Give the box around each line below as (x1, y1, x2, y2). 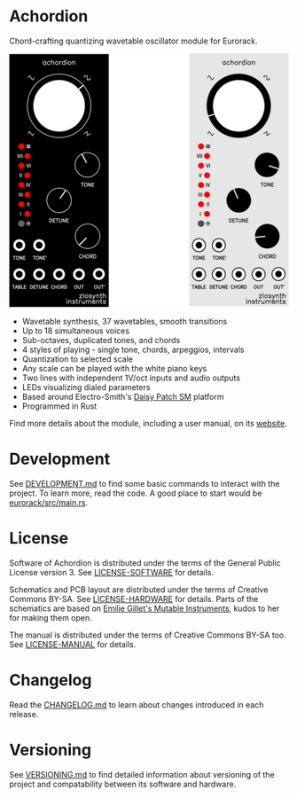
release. (9, 708, 39, 719)
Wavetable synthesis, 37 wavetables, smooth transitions (21, 317, 228, 327)
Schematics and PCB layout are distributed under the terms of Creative (9, 584, 269, 595)
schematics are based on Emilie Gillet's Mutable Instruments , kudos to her (9, 603, 280, 614)
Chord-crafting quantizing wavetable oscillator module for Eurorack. (9, 35, 259, 46)
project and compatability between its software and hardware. (9, 778, 237, 789)
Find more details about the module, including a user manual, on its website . (9, 419, 288, 429)
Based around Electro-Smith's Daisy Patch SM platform (21, 392, 224, 403)
